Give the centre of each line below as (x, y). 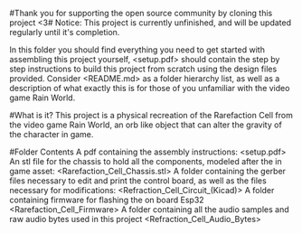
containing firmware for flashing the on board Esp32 (107, 200)
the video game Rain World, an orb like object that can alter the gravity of (146, 125)
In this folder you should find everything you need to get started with (137, 50)
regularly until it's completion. (65, 32)
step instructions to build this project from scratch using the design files (143, 69)
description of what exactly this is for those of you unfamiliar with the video (150, 88)
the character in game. (52, 134)
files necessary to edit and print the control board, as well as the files (138, 181)
